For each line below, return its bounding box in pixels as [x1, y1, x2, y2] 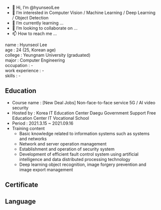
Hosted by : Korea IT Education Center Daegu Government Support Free [12, 110, 156, 116]
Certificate [5, 181, 39, 189]
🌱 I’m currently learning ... [12, 20, 64, 26]
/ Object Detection [12, 15, 49, 20]
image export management [19, 166, 73, 172]
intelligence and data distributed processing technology [19, 156, 131, 162]
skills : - [5, 73, 21, 79]
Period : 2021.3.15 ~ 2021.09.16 [12, 120, 73, 126]
